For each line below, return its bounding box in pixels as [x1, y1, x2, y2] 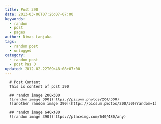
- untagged [9, 48, 32, 53]
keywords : [5, 16, 26, 21]
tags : [5, 39, 16, 44]
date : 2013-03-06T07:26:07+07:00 [5, 12, 74, 17]
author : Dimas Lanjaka [5, 35, 52, 40]
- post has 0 [9, 62, 36, 67]
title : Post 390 [5, 7, 38, 12]
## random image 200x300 [9, 93, 60, 98]
